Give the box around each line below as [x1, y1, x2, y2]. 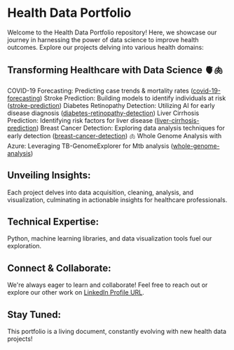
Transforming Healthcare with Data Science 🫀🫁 [7, 65, 223, 76]
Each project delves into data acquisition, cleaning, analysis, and [7, 188, 194, 196]
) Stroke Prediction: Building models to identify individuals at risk [39, 93, 226, 102]
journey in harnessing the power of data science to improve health [7, 35, 199, 43]
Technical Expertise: [7, 215, 99, 227]
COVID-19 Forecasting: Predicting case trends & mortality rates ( [7, 86, 193, 95]
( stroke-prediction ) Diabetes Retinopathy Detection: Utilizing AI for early [7, 101, 215, 109]
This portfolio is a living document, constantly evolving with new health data [7, 328, 226, 335]
